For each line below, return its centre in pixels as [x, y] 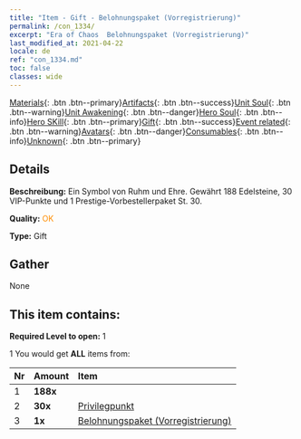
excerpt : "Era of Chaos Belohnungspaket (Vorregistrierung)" [129, 34]
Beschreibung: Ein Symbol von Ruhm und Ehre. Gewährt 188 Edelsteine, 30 [151, 191]
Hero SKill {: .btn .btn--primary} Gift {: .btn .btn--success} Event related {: [159, 121]
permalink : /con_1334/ [52, 26]
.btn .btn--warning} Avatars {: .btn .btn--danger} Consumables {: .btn [135, 131]
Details [29, 170]
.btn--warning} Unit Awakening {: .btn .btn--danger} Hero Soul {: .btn [134, 112]
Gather [29, 264]
